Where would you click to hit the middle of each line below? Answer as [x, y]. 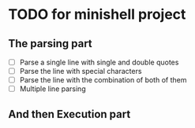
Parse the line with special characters [81, 71]
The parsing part [50, 44]
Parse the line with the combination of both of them [103, 80]
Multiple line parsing [52, 89]
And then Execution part [69, 114]
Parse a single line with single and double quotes [99, 62]
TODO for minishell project [97, 15]
